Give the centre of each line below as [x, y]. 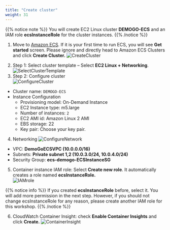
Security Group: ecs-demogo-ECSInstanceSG [61, 160]
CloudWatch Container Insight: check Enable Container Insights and [84, 216]
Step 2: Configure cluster [39, 76]
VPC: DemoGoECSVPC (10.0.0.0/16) [51, 149]
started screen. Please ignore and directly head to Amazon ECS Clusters [89, 50]
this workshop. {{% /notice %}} [38, 206]
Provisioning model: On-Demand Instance [64, 102]
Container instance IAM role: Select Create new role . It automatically [84, 169]
